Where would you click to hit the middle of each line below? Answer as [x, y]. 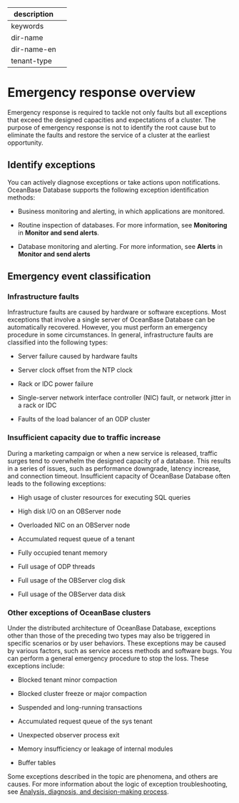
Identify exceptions [52, 165]
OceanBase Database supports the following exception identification [108, 190]
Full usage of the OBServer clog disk [72, 580]
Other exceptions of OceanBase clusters [79, 613]
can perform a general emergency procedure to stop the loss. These [108, 658]
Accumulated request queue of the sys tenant [85, 721]
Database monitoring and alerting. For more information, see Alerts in [120, 246]
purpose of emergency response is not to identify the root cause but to [112, 127]
